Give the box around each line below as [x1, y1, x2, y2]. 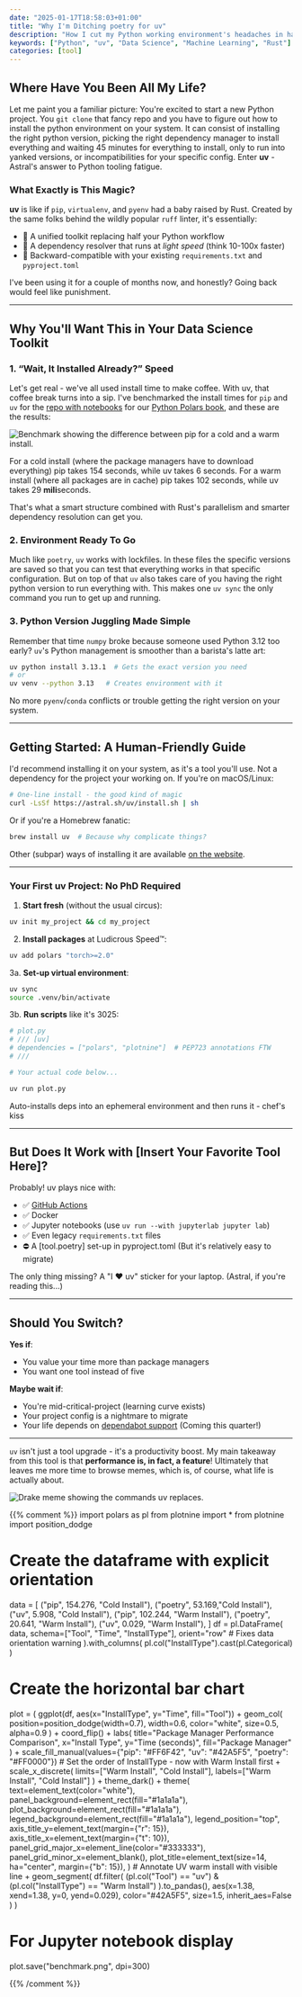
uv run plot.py [9, 1084, 67, 1093]
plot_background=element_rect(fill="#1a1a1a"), [9, 1804, 182, 1815]
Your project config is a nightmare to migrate [22, 1410, 189, 1421]
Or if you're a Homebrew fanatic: [9, 815, 130, 826]
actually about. [9, 1474, 65, 1485]
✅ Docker [22, 1210, 58, 1221]
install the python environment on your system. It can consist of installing [9, 122, 280, 133]
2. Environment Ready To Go [9, 533, 137, 546]
